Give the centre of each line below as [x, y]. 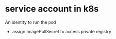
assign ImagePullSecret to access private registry [62, 31]
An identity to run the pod [31, 22]
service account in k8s [52, 9]
